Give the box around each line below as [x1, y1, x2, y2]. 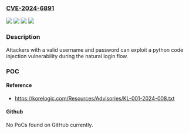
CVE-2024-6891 [6, 4, 55, 12]
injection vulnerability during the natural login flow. [6, 52, 129, 59]
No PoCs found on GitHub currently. [6, 121, 93, 128]
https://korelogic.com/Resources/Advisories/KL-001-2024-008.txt [14, 95, 175, 102]
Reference [6, 82, 32, 89]
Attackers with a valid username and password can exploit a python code [6, 46, 184, 53]
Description [6, 33, 41, 41]
